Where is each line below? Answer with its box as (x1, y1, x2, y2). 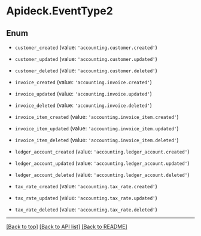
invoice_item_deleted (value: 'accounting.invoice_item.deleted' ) (14, 136, 179, 143)
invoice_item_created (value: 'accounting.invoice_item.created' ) (14, 114, 179, 120)
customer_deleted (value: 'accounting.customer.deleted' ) (14, 67, 157, 74)
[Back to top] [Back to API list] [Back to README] (6, 223, 127, 230)
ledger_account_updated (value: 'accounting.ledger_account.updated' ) (14, 160, 190, 167)
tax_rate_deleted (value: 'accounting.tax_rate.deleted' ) (14, 206, 157, 213)
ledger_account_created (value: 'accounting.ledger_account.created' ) (14, 148, 190, 155)
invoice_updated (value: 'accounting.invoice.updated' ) (14, 90, 153, 97)
